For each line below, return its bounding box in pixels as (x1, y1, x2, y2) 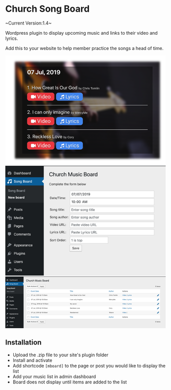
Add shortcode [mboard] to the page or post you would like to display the (12, 362, 166, 369)
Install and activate (12, 357, 52, 363)
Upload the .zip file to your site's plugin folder (12, 352, 108, 358)
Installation (5, 338, 42, 347)
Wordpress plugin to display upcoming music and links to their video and (5, 30, 158, 36)
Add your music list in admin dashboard (12, 373, 96, 379)
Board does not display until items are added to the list (12, 379, 127, 385)
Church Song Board (5, 3, 90, 15)
